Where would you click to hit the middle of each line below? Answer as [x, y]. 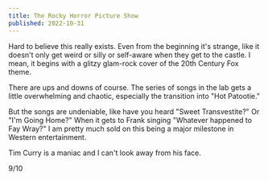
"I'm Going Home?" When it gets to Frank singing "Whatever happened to [130, 120]
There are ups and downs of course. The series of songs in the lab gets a [130, 87]
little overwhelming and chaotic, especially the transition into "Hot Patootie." [134, 96]
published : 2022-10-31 [46, 23]
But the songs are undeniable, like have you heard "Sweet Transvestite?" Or [134, 111]
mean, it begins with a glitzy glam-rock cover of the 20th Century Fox [124, 63]
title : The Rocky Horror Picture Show [73, 16]
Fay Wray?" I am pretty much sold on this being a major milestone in [121, 129]
